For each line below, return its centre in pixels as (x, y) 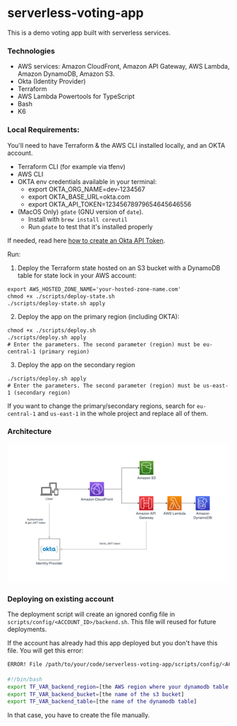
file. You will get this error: (45, 651)
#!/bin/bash (25, 679)
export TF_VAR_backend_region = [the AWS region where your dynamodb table (118, 687)
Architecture (30, 432)
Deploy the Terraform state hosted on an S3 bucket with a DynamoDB (119, 267)
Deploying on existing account (61, 599)
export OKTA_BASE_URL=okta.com (79, 197)
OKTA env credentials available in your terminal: (87, 181)
